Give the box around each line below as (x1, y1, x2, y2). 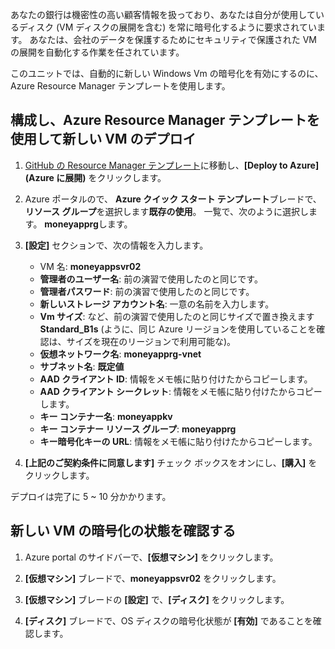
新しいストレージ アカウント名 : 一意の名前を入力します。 (39, 298, 275, 310)
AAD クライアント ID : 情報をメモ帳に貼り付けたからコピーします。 (39, 373, 313, 385)
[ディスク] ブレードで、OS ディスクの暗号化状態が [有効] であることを (24, 614, 313, 627)
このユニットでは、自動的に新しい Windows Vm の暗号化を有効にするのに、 (10, 68, 324, 79)
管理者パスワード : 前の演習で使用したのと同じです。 (39, 285, 255, 297)
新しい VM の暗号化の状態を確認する (10, 523, 237, 540)
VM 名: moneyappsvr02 (39, 260, 142, 272)
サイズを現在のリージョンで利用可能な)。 (66, 335, 236, 347)
